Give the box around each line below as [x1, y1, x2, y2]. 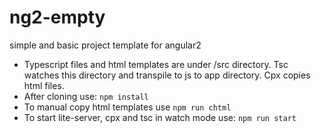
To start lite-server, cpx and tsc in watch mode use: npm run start [23, 111, 297, 123]
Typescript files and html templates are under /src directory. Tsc [23, 58, 289, 70]
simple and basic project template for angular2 [9, 39, 202, 51]
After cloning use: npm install [23, 90, 149, 102]
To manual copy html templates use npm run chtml [23, 101, 232, 113]
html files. [23, 79, 65, 91]
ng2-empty [9, 6, 106, 29]
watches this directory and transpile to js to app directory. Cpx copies [23, 69, 311, 81]
